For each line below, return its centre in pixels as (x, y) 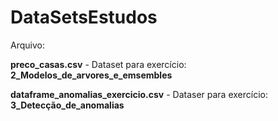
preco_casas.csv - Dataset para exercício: (98, 64)
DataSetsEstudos (84, 17)
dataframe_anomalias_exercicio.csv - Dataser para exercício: (139, 94)
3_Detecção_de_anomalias (67, 105)
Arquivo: (27, 45)
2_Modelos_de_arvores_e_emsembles (91, 75)
